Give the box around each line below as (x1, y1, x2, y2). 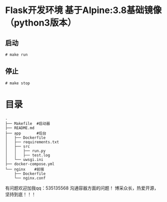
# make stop (5, 81, 30, 86)
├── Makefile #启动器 (5, 121, 50, 126)
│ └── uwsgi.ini (5, 157, 43, 162)
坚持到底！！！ (5, 191, 36, 197)
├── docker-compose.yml (5, 161, 55, 166)
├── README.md (5, 125, 35, 130)
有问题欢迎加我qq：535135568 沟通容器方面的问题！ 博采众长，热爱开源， (5, 185, 159, 191)
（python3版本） (5, 17, 76, 29)
